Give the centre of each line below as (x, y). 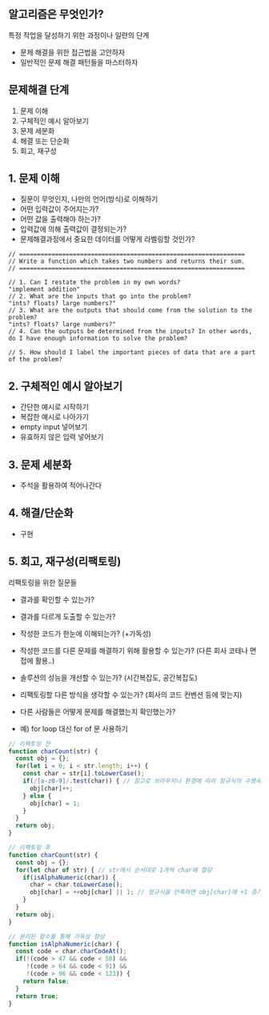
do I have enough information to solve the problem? (98, 339)
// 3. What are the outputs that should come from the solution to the (130, 311)
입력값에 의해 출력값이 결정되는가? (73, 229)
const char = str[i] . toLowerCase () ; (84, 774)
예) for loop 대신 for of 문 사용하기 (74, 728)
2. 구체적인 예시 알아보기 (65, 386)
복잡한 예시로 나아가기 (54, 417)
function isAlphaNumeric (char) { (64, 944)
